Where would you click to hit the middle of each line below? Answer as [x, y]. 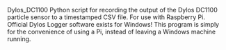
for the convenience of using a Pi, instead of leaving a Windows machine [112, 32]
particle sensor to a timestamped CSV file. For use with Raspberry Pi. [106, 17]
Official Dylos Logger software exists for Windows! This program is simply [113, 24]
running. [19, 39]
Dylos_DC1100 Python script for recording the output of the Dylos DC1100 [112, 10]
